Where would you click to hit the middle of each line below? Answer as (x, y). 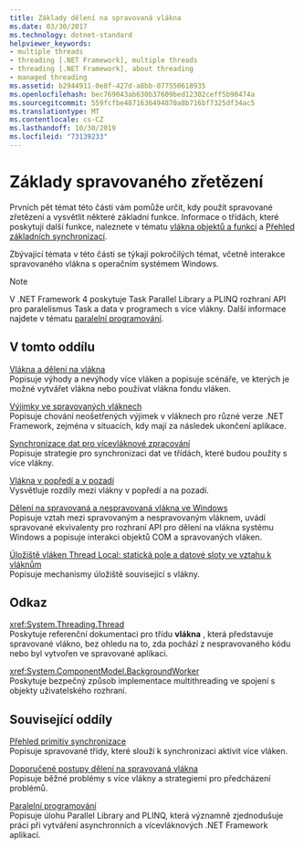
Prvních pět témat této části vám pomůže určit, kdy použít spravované (142, 207)
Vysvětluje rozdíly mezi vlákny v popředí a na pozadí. (110, 490)
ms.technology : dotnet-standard (71, 35)
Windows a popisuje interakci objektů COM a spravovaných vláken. (136, 537)
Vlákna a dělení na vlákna (58, 369)
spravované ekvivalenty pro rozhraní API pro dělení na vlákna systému (142, 527)
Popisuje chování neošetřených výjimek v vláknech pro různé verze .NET (147, 415)
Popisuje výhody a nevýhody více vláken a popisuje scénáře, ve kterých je (150, 379)
